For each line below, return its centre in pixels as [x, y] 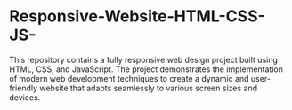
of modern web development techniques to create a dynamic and [129, 78]
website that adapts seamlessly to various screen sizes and [149, 88]
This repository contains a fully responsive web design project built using [144, 59]
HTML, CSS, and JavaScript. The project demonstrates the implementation [146, 69]
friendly [24, 88]
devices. [25, 97]
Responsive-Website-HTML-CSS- [137, 16]
